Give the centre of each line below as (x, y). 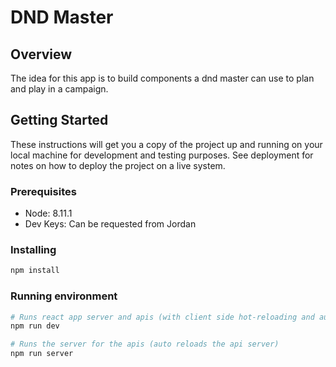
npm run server (42, 354)
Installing (33, 250)
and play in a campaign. (59, 89)
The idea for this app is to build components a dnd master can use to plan (162, 78)
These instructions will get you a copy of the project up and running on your (166, 144)
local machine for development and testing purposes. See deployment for (162, 155)
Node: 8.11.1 (48, 213)
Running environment (64, 296)
